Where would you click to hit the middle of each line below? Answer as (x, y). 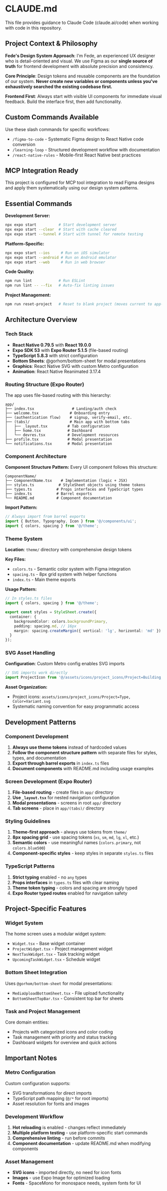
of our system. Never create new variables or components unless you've (82, 81)
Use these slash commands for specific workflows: (58, 129)
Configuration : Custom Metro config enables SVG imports (65, 664)
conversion (24, 144)
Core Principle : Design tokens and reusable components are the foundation (83, 76)
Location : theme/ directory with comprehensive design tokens (69, 550)
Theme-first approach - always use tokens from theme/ (70, 832)
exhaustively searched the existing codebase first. (59, 86)
